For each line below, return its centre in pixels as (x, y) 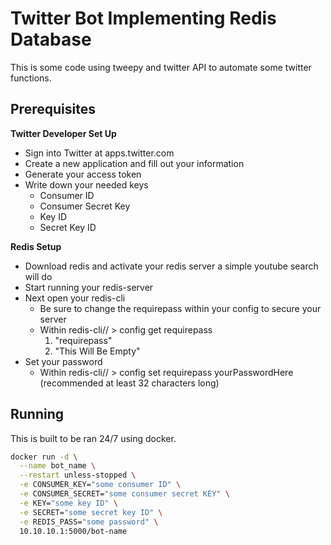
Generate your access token (83, 174)
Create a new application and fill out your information (134, 163)
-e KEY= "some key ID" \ (68, 503)
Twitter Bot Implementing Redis (143, 18)
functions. (31, 78)
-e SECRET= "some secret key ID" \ (91, 512)
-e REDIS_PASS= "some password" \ (89, 522)
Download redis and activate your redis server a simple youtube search (171, 266)
